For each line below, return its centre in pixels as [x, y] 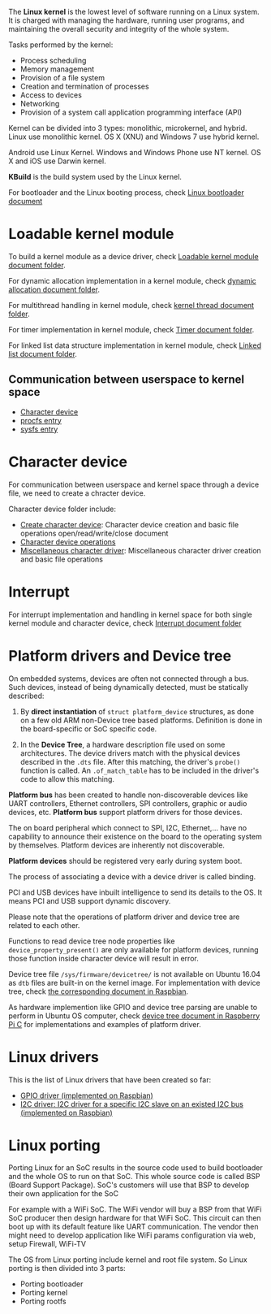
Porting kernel [44, 1293]
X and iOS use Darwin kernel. [58, 161]
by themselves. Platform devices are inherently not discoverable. [117, 845]
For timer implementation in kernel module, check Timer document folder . [131, 329]
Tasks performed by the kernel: [61, 45]
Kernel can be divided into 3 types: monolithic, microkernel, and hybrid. [128, 128]
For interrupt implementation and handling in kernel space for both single [131, 614]
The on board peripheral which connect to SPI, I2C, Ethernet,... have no [128, 827]
